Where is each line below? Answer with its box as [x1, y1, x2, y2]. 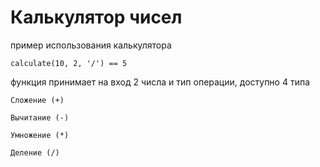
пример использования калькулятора [10, 39, 172, 51]
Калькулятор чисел [10, 6, 183, 29]
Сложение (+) [10, 95, 65, 105]
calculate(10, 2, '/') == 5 [10, 58, 128, 68]
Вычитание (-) [10, 112, 70, 123]
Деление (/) [10, 147, 60, 158]
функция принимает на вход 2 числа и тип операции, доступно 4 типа [10, 76, 311, 88]
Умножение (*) [10, 130, 70, 140]
